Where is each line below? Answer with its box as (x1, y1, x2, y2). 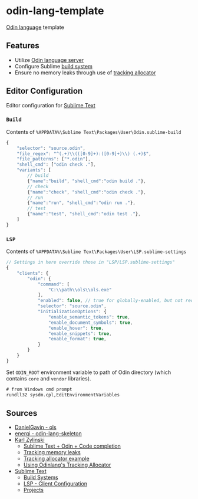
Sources (6, 408, 38, 418)
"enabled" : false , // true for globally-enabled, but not (37, 298, 183, 304)
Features (6, 41, 39, 51)
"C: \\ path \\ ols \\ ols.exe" (48, 287, 112, 293)
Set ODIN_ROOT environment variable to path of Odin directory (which (6, 369, 171, 376)
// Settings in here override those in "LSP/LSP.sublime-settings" (6, 260, 176, 265)
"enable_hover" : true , (48, 325, 104, 331)
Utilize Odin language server (14, 56, 84, 63)
